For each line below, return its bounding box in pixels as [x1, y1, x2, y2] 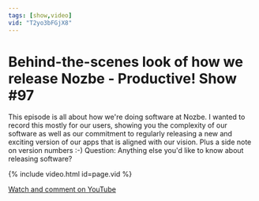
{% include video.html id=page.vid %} [8, 169, 133, 179]
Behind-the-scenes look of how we [8, 53, 243, 71]
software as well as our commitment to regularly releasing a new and [8, 129, 233, 139]
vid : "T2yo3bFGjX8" [8, 19, 73, 27]
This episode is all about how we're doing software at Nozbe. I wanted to [8, 112, 246, 122]
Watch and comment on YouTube [8, 184, 117, 194]
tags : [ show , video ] [8, 11, 73, 20]
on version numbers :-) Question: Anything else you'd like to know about [8, 146, 244, 155]
